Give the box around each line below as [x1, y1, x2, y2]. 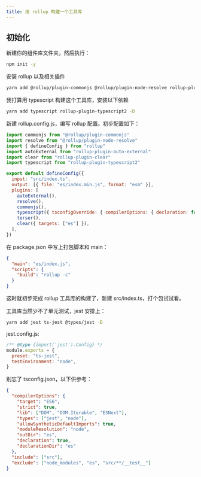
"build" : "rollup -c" [17, 272, 71, 278]
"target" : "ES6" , [17, 399, 60, 405]
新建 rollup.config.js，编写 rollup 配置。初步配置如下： [6, 120, 140, 127]
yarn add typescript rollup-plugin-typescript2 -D [6, 108, 135, 114]
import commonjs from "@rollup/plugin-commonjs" [6, 132, 130, 138]
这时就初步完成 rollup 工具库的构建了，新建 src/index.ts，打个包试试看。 [6, 294, 184, 302]
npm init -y [6, 61, 36, 68]
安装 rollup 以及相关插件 [6, 73, 65, 80]
